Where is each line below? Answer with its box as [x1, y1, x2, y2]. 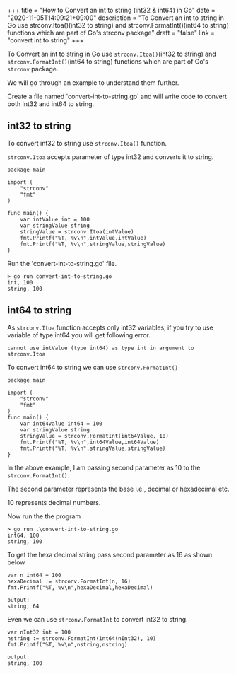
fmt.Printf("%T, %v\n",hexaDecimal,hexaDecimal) [7, 583, 153, 591]
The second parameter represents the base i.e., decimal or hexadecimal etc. [7, 484, 230, 493]
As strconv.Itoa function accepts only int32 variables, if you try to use [7, 323, 213, 332]
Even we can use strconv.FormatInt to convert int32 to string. [7, 615, 189, 623]
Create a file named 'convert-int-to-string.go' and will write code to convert [7, 92, 228, 100]
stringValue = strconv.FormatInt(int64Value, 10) [20, 432, 170, 439]
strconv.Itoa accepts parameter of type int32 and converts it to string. [7, 152, 214, 161]
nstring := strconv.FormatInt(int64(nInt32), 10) [7, 634, 157, 642]
